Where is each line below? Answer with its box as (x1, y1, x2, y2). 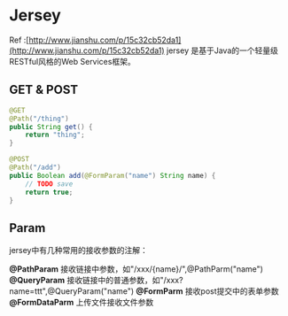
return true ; (25, 188, 74, 197)
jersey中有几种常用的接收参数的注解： (9, 245, 148, 256)
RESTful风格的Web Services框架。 (9, 56, 136, 66)
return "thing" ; (25, 130, 86, 140)
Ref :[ (9, 35, 29, 45)
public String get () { (9, 122, 93, 131)
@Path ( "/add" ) (9, 163, 62, 172)
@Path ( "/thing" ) (9, 114, 69, 123)
